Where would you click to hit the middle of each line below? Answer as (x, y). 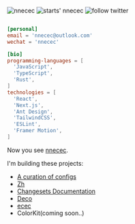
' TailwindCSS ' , (35, 118)
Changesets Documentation (56, 191)
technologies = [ (32, 92)
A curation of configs (47, 176)
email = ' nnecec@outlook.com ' (50, 35)
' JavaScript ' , (33, 67)
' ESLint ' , (27, 124)
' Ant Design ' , (33, 112)
